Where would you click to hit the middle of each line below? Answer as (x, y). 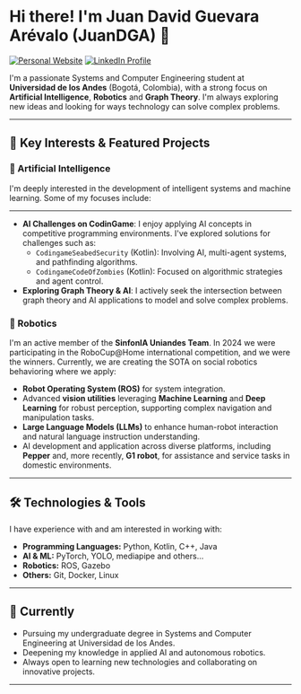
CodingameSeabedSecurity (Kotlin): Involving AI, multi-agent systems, (161, 252)
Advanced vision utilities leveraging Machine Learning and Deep (144, 398)
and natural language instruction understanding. (111, 436)
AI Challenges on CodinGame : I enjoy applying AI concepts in (137, 224)
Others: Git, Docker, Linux (70, 575)
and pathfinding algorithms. (86, 261)
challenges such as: (59, 242)
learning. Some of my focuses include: (81, 198)
